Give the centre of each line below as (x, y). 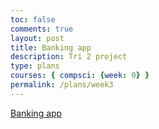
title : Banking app (51, 47)
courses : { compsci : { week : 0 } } (80, 76)
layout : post (37, 38)
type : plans (35, 66)
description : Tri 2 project (69, 57)
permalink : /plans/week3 (62, 85)
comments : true (42, 29)
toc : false (33, 19)
